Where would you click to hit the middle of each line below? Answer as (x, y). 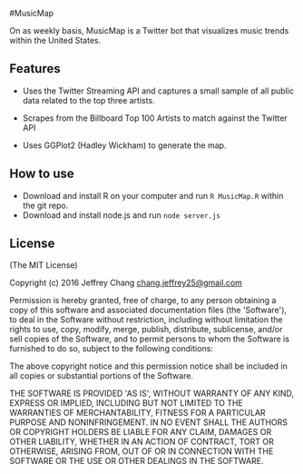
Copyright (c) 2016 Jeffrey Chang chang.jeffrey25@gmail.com (126, 283)
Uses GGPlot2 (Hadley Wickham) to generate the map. (124, 145)
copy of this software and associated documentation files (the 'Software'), (148, 310)
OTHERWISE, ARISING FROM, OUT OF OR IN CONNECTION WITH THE (142, 451)
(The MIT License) (44, 265)
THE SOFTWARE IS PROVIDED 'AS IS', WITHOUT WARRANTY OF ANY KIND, (152, 393)
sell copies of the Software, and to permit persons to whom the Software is (150, 339)
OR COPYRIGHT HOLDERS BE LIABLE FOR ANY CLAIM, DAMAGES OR (141, 432)
